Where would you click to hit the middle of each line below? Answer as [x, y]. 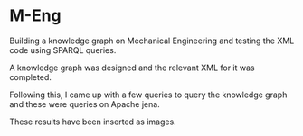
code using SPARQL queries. [63, 50]
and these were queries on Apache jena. [85, 104]
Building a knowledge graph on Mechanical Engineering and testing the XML [152, 41]
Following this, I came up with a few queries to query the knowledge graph [148, 95]
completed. [30, 77]
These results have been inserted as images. [93, 122]
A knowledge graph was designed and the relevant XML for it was [132, 68]
